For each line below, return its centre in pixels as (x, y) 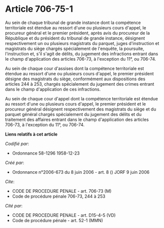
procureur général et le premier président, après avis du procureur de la (78, 33)
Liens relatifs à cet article (31, 134)
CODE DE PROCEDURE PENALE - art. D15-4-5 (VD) (64, 215)
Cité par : (14, 205)
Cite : (10, 182)
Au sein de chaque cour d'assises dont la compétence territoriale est (75, 68)
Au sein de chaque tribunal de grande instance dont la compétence (73, 23)
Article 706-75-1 (39, 9)
